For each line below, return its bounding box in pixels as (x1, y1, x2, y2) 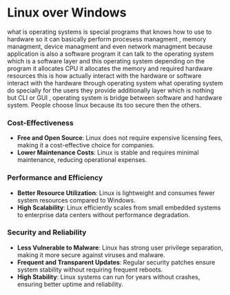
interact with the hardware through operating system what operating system (7, 79, 224, 87)
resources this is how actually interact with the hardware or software (7, 71, 202, 80)
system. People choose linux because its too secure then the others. (7, 101, 202, 109)
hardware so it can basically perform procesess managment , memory (7, 34, 207, 43)
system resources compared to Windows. (17, 196, 136, 204)
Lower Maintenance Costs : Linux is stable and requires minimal (17, 148, 199, 156)
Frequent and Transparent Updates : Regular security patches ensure (17, 258, 216, 266)
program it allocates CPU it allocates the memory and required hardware (7, 64, 213, 72)
